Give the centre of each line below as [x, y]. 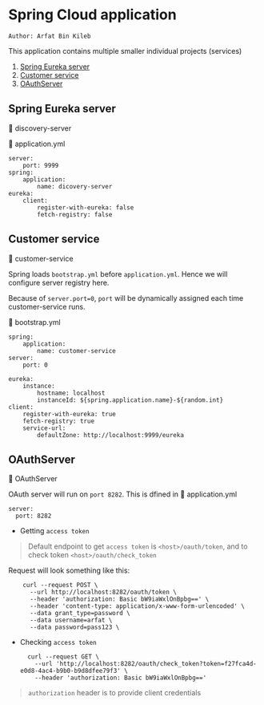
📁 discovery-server [40, 128]
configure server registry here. [59, 282]
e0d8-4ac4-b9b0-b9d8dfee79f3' [70, 671]
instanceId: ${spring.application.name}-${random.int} [130, 400]
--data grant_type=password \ [80, 614]
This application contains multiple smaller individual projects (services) [125, 51]
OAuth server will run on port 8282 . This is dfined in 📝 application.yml [123, 494]
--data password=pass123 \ [74, 627]
